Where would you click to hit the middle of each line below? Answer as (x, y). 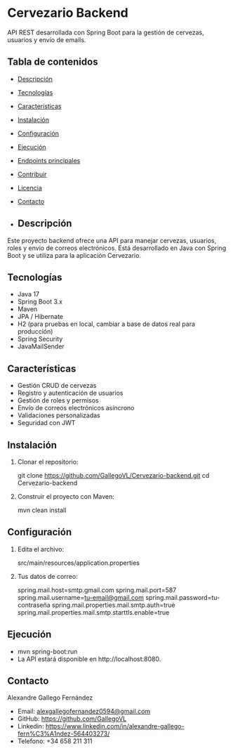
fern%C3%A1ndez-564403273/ (64, 734)
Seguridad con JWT (46, 423)
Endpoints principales (49, 160)
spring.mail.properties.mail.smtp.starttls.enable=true (93, 612)
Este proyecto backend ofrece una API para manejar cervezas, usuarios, (112, 240)
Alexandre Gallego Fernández (50, 698)
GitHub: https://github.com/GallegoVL (72, 719)
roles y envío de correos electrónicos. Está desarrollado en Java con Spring (117, 248)
